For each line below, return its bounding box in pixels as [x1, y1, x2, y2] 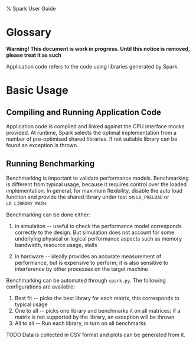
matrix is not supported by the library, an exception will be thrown [14, 313, 175, 320]
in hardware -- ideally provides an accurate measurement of [14, 252, 162, 259]
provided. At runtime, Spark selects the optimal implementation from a [6, 129, 177, 136]
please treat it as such [6, 51, 62, 59]
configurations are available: [6, 283, 76, 290]
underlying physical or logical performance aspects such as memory [14, 235, 182, 242]
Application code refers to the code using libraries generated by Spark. [6, 63, 179, 70]
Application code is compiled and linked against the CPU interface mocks [6, 122, 185, 129]
